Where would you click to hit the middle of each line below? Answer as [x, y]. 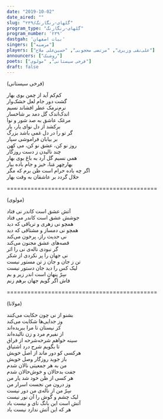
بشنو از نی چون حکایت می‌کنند [40, 315]
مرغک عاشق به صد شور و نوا [39, 120]
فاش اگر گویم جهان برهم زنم [38, 281]
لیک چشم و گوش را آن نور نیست [43, 397]
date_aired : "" [25, 17]
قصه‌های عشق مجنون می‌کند [38, 243]
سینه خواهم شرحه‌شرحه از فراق [42, 340]
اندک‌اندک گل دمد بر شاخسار [38, 114]
